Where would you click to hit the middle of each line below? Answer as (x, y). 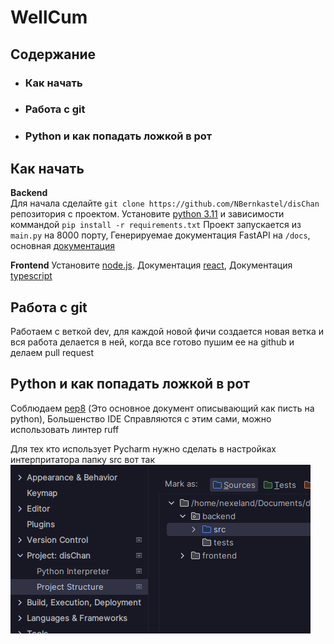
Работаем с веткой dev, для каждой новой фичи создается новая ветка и (167, 331)
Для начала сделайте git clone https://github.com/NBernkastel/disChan (165, 203)
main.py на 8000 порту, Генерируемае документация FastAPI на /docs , (160, 235)
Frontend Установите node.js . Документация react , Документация (151, 265)
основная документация (62, 246)
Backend (29, 193)
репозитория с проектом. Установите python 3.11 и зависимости (147, 214)
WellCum (49, 17)
